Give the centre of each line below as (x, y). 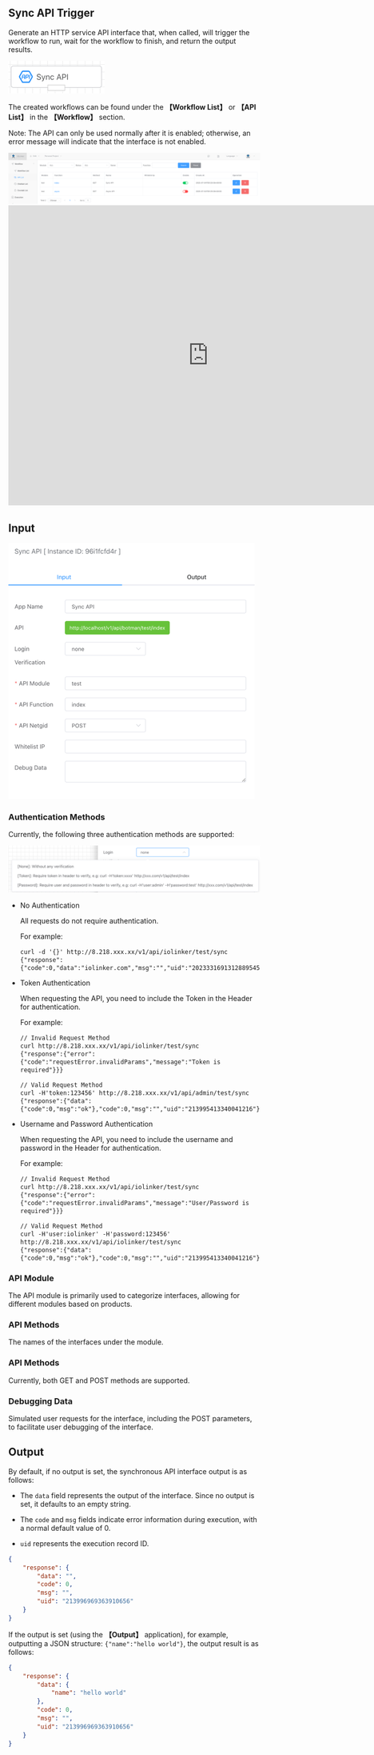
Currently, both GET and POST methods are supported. (99, 1380)
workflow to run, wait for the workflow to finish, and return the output (122, 41)
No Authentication (50, 905)
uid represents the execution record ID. (84, 1543)
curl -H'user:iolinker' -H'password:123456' (95, 1234)
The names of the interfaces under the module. (86, 1342)
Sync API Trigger (51, 13)
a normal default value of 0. (65, 1528)
